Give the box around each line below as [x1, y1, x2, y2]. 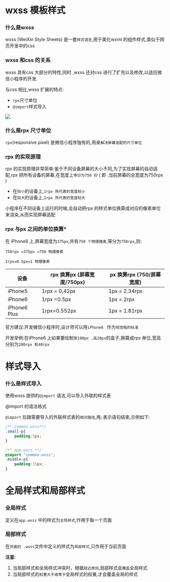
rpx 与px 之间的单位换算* [5, 226, 67, 233]
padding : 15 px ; [14, 462, 44, 467]
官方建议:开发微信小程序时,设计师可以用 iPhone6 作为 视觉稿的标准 [5, 324, 139, 330]
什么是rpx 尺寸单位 [5, 127, 52, 134]
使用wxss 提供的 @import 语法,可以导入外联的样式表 [5, 392, 111, 398]
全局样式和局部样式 [5, 485, 86, 497]
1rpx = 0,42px [41, 287, 76, 295]
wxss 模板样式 [5, 5, 66, 16]
